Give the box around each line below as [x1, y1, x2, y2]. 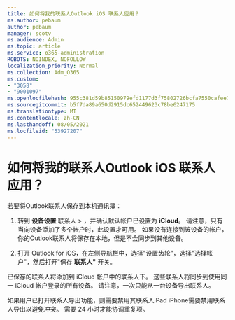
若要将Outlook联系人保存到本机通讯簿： [7, 202, 122, 210]
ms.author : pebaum [7, 17, 61, 24]
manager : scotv [7, 29, 52, 37]
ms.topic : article [7, 43, 61, 50]
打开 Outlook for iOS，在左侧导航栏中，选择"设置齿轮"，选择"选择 [17, 249, 208, 258]
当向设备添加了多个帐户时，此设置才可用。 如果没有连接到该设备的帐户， [17, 225, 228, 234]
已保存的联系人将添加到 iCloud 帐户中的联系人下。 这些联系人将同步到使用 [7, 272, 222, 281]
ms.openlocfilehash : [7, 95, 68, 102]
